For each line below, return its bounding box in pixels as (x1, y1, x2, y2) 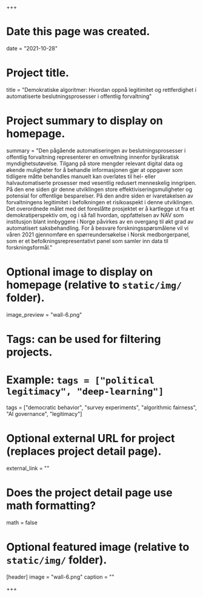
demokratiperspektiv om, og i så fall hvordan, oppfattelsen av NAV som (6, 211, 184, 219)
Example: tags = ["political (6, 373, 155, 387)
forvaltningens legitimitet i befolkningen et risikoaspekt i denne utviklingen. (6, 198, 194, 205)
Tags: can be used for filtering (6, 332, 161, 346)
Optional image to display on (6, 265, 153, 278)
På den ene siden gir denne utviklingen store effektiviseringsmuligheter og (6, 185, 193, 193)
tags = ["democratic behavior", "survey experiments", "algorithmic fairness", (6, 404, 197, 411)
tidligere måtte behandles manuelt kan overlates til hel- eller (6, 173, 156, 180)
